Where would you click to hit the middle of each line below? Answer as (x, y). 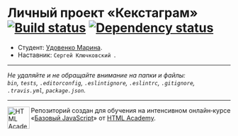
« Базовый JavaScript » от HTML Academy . (93, 118)
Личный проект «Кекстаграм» (103, 13)
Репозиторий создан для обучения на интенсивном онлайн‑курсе (131, 110)
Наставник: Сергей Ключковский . (67, 55)
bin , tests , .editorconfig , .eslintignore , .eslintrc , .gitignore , (101, 82)
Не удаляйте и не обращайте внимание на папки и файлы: (96, 75)
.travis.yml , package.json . (47, 90)
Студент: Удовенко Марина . (60, 47)
